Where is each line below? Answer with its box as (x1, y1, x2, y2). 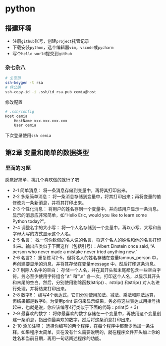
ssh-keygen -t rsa (5, 80, 43, 85)
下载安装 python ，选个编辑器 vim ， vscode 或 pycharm (12, 44, 114, 50)
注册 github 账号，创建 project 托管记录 (12, 38, 89, 44)
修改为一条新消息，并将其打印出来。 (12, 200, 87, 206)
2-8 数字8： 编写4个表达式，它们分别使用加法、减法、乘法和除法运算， (12, 291, 159, 298)
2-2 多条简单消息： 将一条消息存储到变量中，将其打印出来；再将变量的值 (12, 193, 161, 199)
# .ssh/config (5, 109, 35, 114)
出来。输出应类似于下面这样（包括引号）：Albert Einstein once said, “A (12, 243, 155, 249)
